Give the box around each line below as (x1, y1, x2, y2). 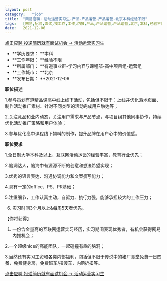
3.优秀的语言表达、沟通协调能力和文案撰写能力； (5, 173, 105, 179)
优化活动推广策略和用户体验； (5, 120, 66, 126)
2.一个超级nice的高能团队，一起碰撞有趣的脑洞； (5, 243, 105, 249)
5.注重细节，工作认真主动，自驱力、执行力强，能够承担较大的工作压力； (5, 194, 153, 200)
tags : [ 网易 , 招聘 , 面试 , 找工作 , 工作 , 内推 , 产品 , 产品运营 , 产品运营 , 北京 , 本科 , (5, 21, 150, 26)
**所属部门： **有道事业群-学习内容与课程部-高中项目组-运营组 (12, 63, 142, 69)
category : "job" (5, 12, 43, 17)
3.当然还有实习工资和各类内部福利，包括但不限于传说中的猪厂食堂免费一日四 (5, 254, 162, 260)
